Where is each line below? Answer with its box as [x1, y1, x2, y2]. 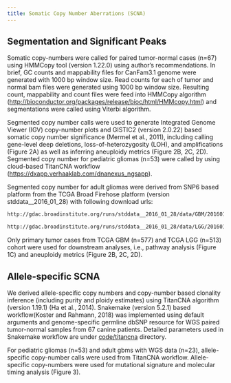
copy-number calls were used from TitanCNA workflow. [31, 353, 189, 362]
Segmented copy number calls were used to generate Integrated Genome [7, 118, 216, 127]
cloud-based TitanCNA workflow [7, 163, 101, 171]
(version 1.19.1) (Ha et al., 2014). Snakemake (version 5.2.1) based [7, 304, 191, 311]
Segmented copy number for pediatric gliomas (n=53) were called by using [7, 155, 220, 163]
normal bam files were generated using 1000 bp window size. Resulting [7, 83, 210, 92]
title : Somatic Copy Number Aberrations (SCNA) [7, 10, 146, 17]
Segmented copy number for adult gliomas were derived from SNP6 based [7, 183, 219, 191]
